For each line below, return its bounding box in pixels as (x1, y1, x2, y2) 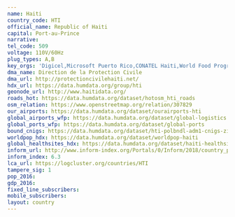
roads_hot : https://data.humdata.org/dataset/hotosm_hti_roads (7, 95, 196, 102)
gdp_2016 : (7, 179, 36, 186)
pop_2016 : (7, 173, 36, 180)
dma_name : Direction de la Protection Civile (7, 69, 142, 76)
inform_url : (7, 147, 42, 154)
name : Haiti (7, 10, 42, 17)
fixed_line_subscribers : (7, 186, 80, 193)
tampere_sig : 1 (7, 166, 52, 174)
